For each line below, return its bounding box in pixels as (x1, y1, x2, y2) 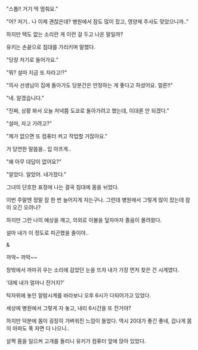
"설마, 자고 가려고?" (6, 120, 52, 127)
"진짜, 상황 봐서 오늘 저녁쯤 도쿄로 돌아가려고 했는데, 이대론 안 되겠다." (6, 107, 169, 114)
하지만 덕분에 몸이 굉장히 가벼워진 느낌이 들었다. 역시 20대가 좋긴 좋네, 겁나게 (6, 317, 186, 324)
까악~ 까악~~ (6, 254, 38, 261)
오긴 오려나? (12, 204, 41, 211)
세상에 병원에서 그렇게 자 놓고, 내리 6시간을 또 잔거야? (6, 304, 131, 312)
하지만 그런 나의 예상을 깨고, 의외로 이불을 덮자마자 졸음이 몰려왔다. (6, 216, 162, 224)
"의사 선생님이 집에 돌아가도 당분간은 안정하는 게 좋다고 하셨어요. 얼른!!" (6, 82, 173, 89)
